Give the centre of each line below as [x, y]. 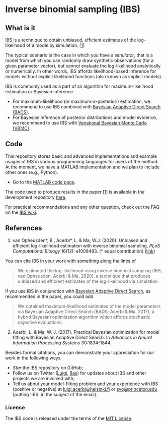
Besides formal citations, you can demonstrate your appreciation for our [80, 352]
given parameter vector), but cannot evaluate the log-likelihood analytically [83, 66]
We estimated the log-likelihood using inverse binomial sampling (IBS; [90, 270]
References [24, 228]
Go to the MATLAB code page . [44, 182]
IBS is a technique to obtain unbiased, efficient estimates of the [71, 40]
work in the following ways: [33, 358]
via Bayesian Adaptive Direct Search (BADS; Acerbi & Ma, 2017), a [86, 312]
